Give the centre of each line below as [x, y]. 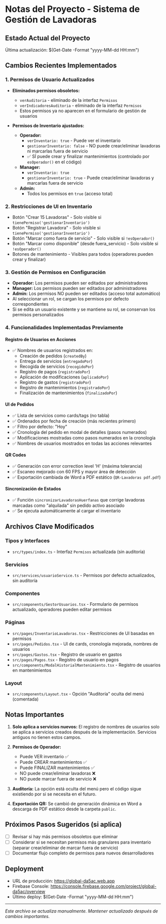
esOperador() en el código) [54, 162]
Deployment [24, 869]
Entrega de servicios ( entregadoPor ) [56, 361]
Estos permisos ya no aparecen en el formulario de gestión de [83, 111]
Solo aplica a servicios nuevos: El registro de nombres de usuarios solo [86, 726]
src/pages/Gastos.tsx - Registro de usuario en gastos [67, 654]
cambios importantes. [27, 916]
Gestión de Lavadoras [51, 20]
